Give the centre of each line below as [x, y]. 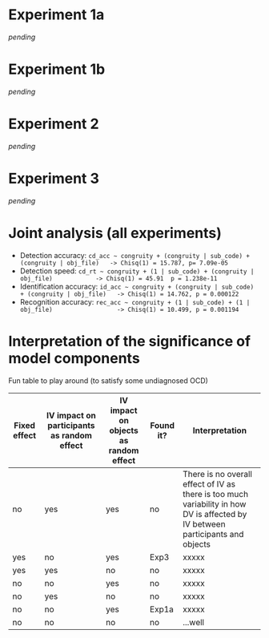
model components [74, 358]
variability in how [215, 504]
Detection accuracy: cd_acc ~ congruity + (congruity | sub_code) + [135, 255]
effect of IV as [209, 484]
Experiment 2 [54, 124]
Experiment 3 [54, 179]
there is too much [216, 494]
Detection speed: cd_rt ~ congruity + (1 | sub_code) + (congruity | [137, 271]
